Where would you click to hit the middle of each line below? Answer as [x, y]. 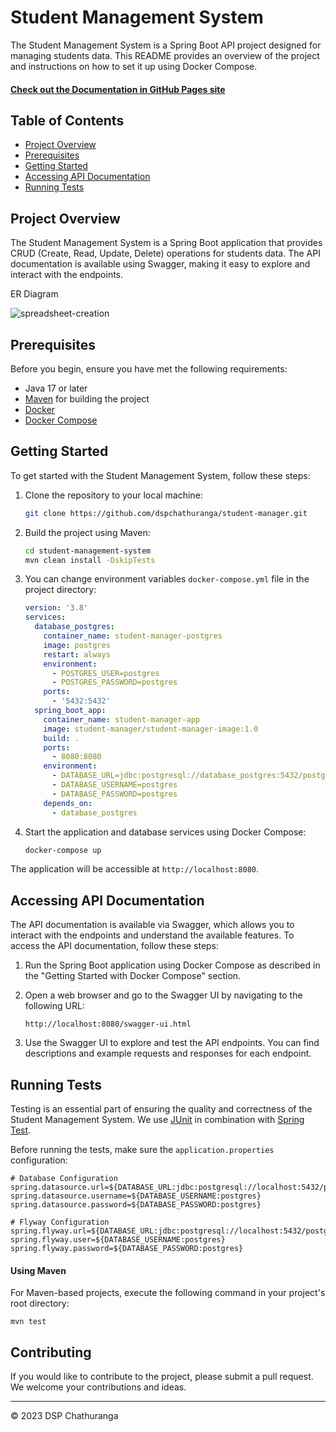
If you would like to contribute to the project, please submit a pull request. [162, 1377]
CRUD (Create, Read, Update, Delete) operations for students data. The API [165, 253]
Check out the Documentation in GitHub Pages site [118, 89]
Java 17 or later [56, 388]
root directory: [40, 1303]
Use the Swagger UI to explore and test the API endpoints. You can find [172, 1043]
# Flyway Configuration [60, 1222]
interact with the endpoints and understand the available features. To [152, 935]
